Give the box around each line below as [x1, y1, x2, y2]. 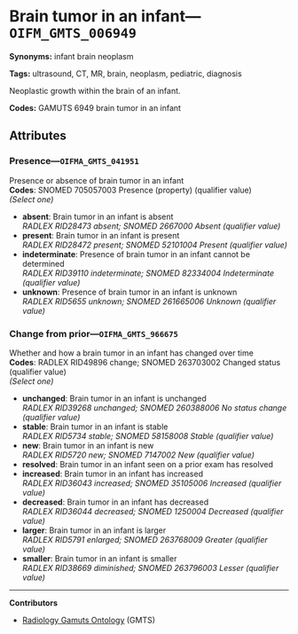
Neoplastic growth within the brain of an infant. [9, 85, 181, 96]
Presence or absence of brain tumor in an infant [9, 175, 184, 185]
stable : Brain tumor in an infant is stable [21, 421, 169, 432]
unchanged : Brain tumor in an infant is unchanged [21, 393, 207, 403]
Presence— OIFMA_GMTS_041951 [9, 155, 139, 168]
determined [21, 258, 65, 269]
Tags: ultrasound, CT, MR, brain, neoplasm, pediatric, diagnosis [9, 68, 242, 79]
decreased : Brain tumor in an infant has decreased [21, 497, 209, 507]
